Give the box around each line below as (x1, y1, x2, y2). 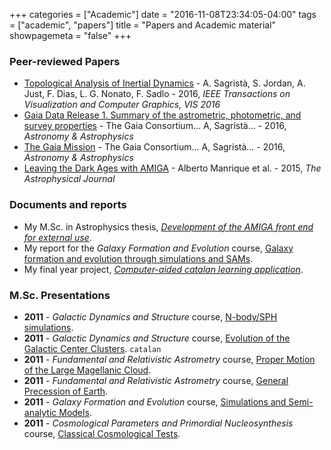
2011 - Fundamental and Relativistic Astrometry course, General (23, 374, 289, 386)
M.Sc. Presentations (9, 288, 111, 302)
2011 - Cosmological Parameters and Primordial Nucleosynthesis (23, 417, 294, 429)
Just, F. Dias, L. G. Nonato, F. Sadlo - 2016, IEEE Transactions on (23, 88, 291, 100)
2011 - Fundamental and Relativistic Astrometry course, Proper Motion (23, 353, 316, 365)
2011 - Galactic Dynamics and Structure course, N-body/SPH (23, 310, 278, 323)
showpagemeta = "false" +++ (9, 30, 132, 41)
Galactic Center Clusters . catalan (23, 342, 162, 354)
